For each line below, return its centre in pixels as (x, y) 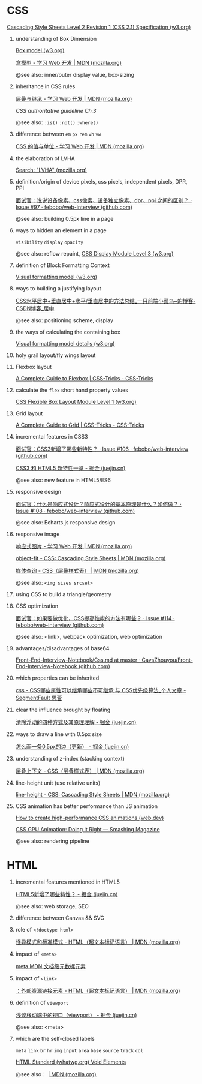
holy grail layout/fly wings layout (55, 355)
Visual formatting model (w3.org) (56, 277)
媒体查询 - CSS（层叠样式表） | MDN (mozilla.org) (77, 570)
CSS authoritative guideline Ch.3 (56, 110)
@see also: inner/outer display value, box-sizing (75, 74)
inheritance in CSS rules (45, 86)
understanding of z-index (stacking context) (70, 758)
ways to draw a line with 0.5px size (59, 734)
